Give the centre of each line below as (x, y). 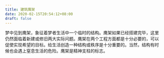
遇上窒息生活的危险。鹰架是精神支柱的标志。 (63, 51)
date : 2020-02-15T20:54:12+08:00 (39, 14)
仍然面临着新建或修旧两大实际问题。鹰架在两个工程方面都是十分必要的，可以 (82, 39)
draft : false (18, 18)
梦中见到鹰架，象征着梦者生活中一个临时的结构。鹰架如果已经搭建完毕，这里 (82, 33)
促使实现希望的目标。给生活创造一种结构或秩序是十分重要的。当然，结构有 (80, 45)
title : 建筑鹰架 (20, 9)
